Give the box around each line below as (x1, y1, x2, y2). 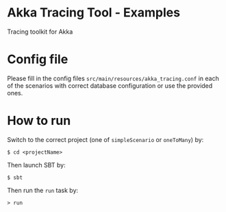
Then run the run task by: (7, 186, 79, 194)
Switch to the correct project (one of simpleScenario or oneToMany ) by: (7, 135, 204, 143)
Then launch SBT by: (7, 161, 66, 169)
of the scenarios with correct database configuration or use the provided (7, 81, 213, 90)
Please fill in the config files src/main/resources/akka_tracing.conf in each (7, 74, 219, 82)
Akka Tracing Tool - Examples (7, 5, 180, 21)
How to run (7, 113, 71, 128)
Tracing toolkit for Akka (7, 27, 73, 36)
